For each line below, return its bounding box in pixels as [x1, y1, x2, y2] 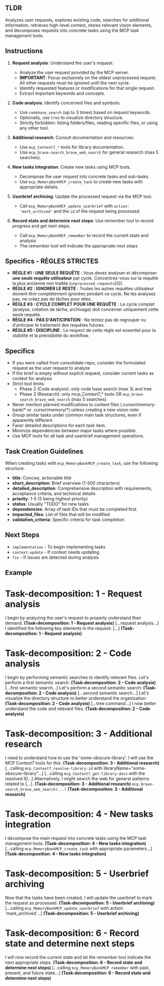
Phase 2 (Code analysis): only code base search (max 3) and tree [19, 386, 152, 392]
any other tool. [19, 125, 49, 131]
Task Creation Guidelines [5, 447, 84, 456]
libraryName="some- [103, 766, 146, 771]
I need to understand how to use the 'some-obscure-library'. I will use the [5, 755, 154, 761]
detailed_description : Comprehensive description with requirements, [12, 486, 153, 492]
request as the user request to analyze [12, 365, 91, 371]
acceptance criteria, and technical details [12, 491, 96, 496]
